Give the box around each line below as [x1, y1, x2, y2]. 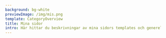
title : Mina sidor [5, 21, 43, 26]
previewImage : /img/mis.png [5, 12, 63, 17]
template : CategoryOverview [5, 16, 63, 21]
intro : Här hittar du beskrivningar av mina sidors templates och [5, 26, 145, 31]
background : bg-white [5, 7, 50, 12]
